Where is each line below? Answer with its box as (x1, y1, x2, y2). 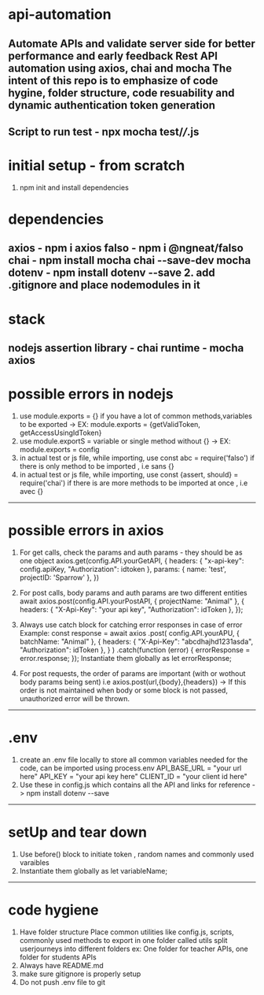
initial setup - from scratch (8, 157, 185, 175)
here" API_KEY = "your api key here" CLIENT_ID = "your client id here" (19, 771, 247, 781)
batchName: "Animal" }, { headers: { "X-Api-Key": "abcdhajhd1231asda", (19, 637, 254, 646)
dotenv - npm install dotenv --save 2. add (8, 266, 216, 280)
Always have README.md (19, 960, 104, 970)
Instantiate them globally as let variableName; (19, 866, 167, 875)
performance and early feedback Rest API (8, 49, 218, 62)
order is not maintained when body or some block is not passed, (19, 685, 228, 695)
